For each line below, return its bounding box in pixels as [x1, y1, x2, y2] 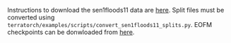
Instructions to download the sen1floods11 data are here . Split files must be [7, 6, 225, 14]
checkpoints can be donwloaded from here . [7, 28, 135, 36]
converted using [7, 13, 55, 21]
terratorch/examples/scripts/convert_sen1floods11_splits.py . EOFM [7, 21, 213, 28]
